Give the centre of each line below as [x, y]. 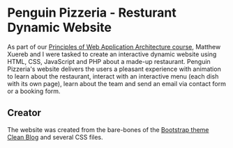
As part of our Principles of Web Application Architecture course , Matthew [114, 47]
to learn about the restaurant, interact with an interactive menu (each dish [113, 76]
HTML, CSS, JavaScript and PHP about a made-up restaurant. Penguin [109, 61]
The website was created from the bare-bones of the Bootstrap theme [108, 129]
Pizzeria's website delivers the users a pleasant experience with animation [114, 69]
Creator [24, 113]
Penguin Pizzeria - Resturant [92, 13]
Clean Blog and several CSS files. [55, 137]
